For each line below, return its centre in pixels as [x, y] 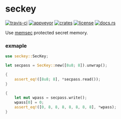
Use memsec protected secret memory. [47, 32]
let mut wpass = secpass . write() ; [51, 98]
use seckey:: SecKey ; [27, 56]
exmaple [16, 46]
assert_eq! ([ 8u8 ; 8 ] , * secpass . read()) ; [57, 79]
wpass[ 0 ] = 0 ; [29, 103]
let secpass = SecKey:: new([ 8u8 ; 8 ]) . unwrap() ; [56, 66]
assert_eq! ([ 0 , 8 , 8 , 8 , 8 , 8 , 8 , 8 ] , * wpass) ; [66, 107]
